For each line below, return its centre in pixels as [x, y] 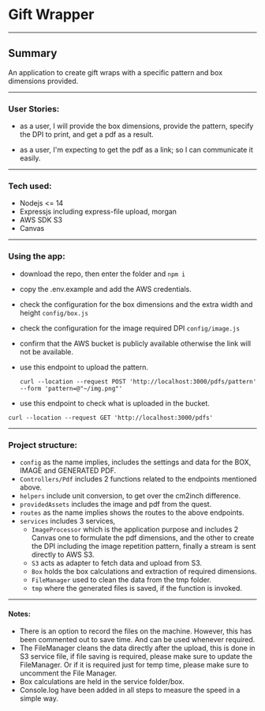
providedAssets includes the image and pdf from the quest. [116, 504]
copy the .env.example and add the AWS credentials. [105, 289]
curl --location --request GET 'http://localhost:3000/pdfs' [111, 418]
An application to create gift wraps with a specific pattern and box [116, 72]
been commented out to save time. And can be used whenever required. [137, 640]
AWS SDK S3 [41, 220]
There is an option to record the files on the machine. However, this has [136, 631]
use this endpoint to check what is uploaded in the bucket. [115, 403]
